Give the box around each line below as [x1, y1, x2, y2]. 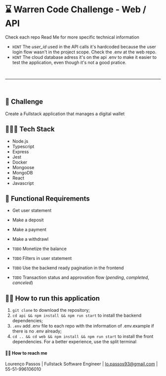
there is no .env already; [12, 328, 62, 334]
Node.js [12, 138, 29, 144]
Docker [12, 159, 28, 165]
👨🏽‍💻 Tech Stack [5, 125, 55, 133]
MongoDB [12, 169, 33, 175]
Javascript [12, 180, 34, 186]
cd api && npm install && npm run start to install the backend [12, 312, 142, 319]
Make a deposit [12, 217, 44, 223]
